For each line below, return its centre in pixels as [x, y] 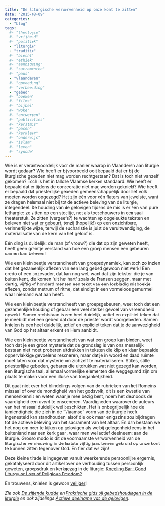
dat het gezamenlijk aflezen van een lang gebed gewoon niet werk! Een [78, 268]
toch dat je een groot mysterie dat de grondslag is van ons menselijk [75, 345]
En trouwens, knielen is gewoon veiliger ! [46, 483]
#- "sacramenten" [27, 69]
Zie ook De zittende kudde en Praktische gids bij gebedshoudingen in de [79, 493]
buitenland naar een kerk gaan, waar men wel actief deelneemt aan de [77, 433]
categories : [17, 19]
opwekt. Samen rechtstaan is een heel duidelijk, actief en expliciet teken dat [82, 314]
